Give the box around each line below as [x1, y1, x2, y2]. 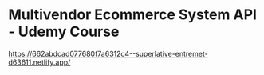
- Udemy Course [8, 22, 120, 41]
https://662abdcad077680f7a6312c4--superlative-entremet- [8, 49, 209, 58]
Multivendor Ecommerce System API [8, 6, 258, 24]
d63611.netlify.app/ [8, 57, 71, 67]
